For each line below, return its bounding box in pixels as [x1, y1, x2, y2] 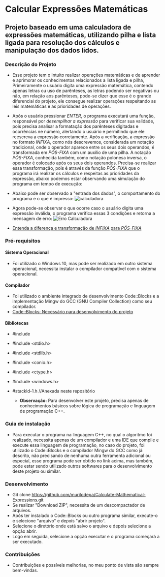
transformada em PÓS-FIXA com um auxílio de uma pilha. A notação [12, 149, 151, 155]
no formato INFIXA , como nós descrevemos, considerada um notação [12, 139, 154, 145]
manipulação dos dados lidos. [5, 46, 99, 55]
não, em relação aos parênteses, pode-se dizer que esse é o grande [12, 92, 152, 99]
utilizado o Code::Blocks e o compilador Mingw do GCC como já [12, 447, 143, 453]
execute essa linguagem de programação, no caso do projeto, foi [12, 442, 145, 448]
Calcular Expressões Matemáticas [5, 3, 148, 15]
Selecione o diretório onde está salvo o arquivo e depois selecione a [12, 523, 151, 529]
